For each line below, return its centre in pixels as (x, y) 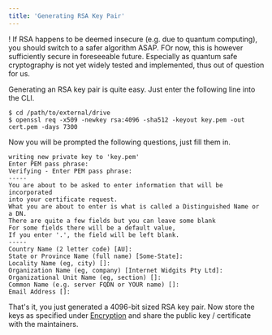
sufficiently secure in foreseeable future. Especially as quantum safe (123, 56)
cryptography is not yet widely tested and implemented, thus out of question (136, 65)
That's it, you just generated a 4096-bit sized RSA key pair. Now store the (132, 307)
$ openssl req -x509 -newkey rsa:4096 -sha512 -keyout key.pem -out (127, 120)
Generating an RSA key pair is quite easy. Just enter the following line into (132, 89)
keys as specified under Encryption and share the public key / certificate (130, 315)
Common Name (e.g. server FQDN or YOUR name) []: (94, 285)
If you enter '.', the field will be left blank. (94, 235)
